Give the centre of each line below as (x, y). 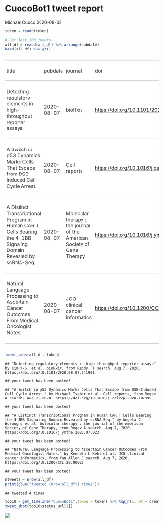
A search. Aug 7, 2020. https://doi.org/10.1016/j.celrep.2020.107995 (78, 398)
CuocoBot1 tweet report (54, 9)
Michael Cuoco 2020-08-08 (33, 22)
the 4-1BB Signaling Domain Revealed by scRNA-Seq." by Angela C (73, 420)
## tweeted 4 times (25, 493)
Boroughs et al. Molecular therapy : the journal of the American (74, 424)
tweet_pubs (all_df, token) (32, 355)
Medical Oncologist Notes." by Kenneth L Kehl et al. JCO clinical (75, 454)
